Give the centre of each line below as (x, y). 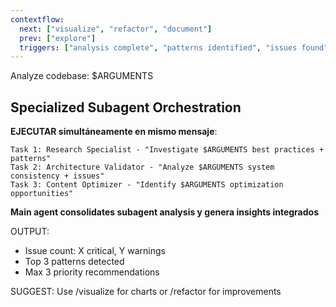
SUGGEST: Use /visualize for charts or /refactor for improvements (146, 292)
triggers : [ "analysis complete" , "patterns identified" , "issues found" (174, 47)
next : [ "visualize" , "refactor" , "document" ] (116, 29)
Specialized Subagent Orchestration (126, 107)
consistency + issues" (57, 176)
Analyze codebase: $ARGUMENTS (82, 76)
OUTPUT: (30, 232)
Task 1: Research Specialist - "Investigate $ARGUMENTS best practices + (167, 150)
